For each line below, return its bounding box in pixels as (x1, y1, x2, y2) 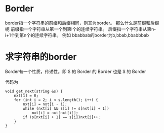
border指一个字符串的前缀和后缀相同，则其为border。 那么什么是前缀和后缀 (5, 20, 159, 26)
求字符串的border (5, 51, 77, 63)
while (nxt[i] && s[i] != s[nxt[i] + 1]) (23, 106, 110, 111)
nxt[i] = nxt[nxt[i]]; (31, 110, 79, 115)
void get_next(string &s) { (5, 89, 63, 94)
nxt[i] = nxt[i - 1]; (23, 101, 68, 106)
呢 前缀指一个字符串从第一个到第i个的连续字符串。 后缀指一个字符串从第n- (5, 26, 156, 32)
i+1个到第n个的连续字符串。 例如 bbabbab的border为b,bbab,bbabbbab (5, 32, 149, 38)
